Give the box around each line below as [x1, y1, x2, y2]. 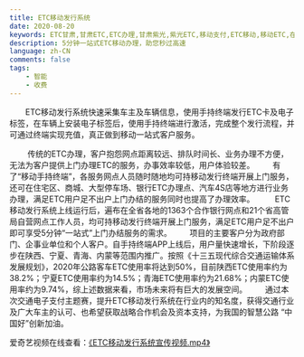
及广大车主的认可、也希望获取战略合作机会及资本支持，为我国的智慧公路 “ [9, 306, 285, 317]
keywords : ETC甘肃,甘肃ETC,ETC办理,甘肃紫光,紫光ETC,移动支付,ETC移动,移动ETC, [9, 30, 290, 39]
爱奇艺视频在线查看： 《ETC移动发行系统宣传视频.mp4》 [9, 336, 211, 348]
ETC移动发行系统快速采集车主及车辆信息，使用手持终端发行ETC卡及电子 [25, 106, 294, 117]
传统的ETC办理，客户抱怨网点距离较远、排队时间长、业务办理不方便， [26, 148, 290, 159]
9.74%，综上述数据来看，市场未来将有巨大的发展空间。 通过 [40, 284, 281, 295]
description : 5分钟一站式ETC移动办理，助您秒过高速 [9, 38, 186, 48]
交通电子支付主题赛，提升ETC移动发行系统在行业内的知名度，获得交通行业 [16, 295, 295, 305]
